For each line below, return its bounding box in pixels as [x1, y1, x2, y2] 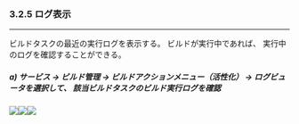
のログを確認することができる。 [9, 49, 126, 60]
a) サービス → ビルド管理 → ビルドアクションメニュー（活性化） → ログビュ [9, 71, 287, 82]
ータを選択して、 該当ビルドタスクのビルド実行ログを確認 [9, 82, 222, 93]
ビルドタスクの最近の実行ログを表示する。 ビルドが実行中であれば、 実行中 [9, 38, 287, 49]
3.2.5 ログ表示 [9, 7, 71, 20]
